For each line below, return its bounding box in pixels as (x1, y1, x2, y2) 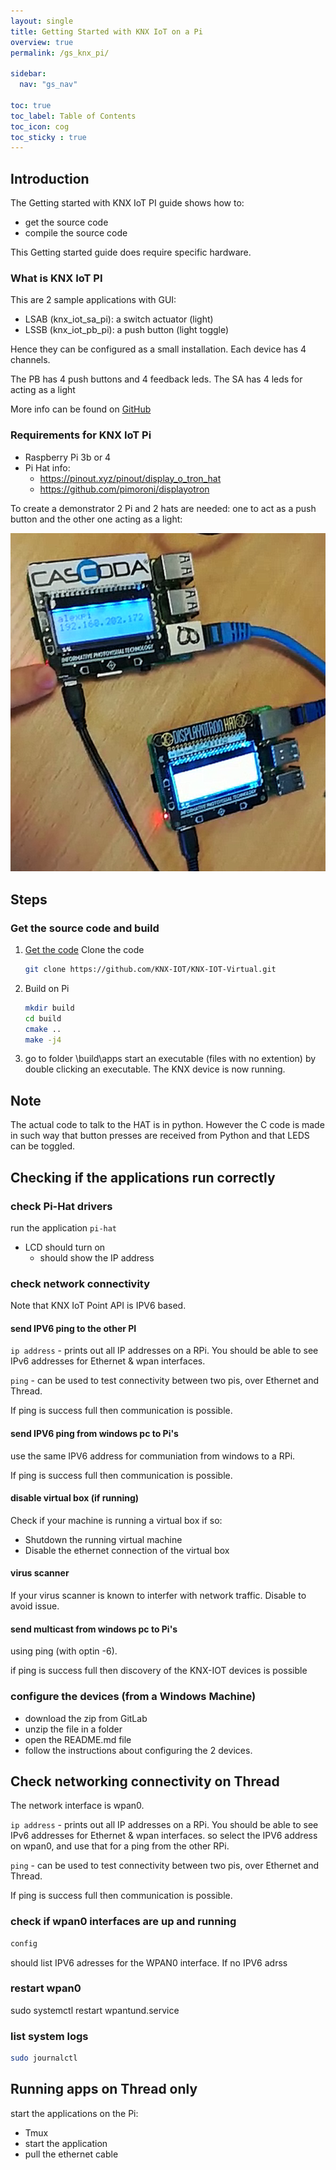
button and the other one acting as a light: (10, 513, 183, 525)
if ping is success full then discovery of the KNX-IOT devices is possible (10, 1665, 308, 1677)
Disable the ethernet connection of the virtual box (24, 1544, 230, 1556)
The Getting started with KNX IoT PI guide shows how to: (10, 197, 245, 209)
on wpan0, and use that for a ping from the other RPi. (10, 1840, 230, 1852)
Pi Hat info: (24, 461, 71, 474)
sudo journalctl (10, 2053, 78, 2064)
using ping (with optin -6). (10, 1645, 118, 1657)
